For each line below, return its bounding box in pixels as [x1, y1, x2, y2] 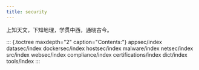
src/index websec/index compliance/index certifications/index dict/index [6, 51, 188, 58]
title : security [6, 8, 47, 15]
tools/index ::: [6, 57, 41, 65]
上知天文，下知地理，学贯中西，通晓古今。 [6, 26, 113, 33]
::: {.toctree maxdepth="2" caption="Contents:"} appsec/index [6, 38, 162, 45]
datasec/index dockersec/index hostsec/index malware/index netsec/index [6, 45, 194, 52]
